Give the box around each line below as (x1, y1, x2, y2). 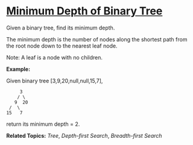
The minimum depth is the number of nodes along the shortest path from (6, 35, 188, 43)
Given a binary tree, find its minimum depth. (6, 24, 115, 31)
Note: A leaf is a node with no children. (6, 54, 103, 61)
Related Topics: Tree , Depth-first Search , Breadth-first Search (6, 132, 162, 139)
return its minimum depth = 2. (6, 120, 80, 128)
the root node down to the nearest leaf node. (6, 42, 118, 49)
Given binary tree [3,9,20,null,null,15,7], (6, 77, 103, 84)
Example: (6, 65, 31, 73)
